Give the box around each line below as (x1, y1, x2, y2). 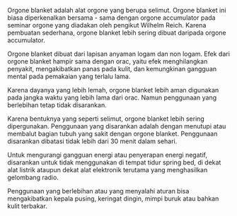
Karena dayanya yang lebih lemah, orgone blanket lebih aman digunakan (7, 86, 219, 94)
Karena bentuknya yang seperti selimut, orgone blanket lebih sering (7, 114, 205, 123)
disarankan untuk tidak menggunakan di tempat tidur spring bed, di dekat (7, 158, 221, 167)
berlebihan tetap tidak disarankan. (7, 101, 108, 109)
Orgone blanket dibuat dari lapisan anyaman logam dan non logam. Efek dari (7, 49, 230, 58)
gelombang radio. (7, 173, 59, 181)
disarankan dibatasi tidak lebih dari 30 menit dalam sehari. (7, 137, 178, 145)
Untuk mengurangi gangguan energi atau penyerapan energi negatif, (7, 151, 207, 159)
